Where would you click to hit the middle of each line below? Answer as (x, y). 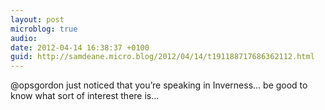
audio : (24, 38)
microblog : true (44, 29)
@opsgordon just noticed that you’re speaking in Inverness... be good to (159, 85)
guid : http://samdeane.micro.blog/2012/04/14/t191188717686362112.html (162, 57)
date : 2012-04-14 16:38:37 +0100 (80, 47)
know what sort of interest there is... (85, 96)
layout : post (37, 19)
